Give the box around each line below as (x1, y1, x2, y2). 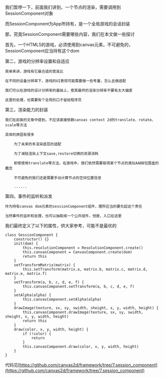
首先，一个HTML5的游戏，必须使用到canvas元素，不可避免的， (5, 42, 133, 48)
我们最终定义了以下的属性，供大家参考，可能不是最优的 (5, 223, 117, 228)
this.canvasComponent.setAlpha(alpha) (23, 297, 102, 302)
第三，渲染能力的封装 (5, 107, 48, 112)
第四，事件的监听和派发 (5, 193, 52, 199)
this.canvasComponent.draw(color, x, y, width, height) (23, 344, 139, 349)
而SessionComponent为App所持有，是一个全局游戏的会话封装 (5, 21, 130, 27)
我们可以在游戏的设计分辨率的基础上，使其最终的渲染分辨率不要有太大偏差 (5, 88, 133, 93)
